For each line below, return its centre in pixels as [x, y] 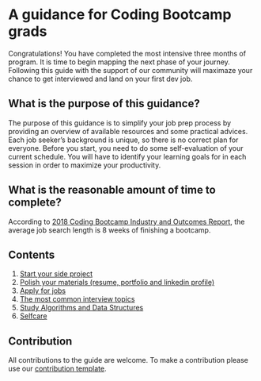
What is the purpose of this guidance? [104, 104]
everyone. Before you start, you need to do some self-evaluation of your [126, 148]
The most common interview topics [77, 299]
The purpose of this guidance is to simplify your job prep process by [120, 123]
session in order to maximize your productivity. [85, 165]
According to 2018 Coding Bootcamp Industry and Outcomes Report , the [127, 221]
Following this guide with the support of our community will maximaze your [130, 70]
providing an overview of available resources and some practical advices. [128, 131]
